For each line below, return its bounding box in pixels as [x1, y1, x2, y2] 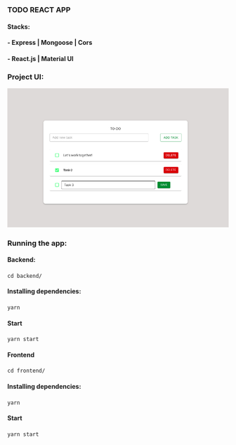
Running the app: [7, 238, 67, 248]
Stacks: [7, 22, 30, 31]
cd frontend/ [7, 367, 46, 375]
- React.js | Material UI [7, 54, 74, 62]
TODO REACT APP [7, 5, 71, 15]
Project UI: [7, 72, 44, 81]
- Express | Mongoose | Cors [7, 39, 93, 47]
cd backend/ [7, 272, 42, 279]
